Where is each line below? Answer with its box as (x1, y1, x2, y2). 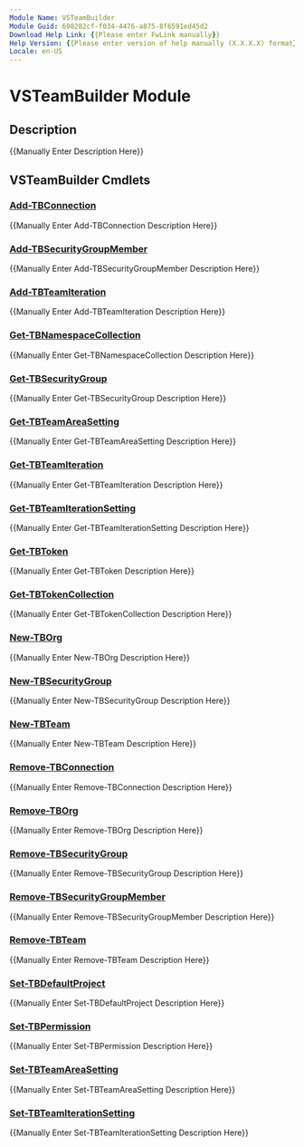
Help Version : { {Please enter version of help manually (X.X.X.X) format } (9, 38, 298, 48)
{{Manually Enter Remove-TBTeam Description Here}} (9, 954, 210, 965)
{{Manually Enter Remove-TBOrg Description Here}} (9, 824, 204, 835)
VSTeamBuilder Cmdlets (9, 172, 151, 188)
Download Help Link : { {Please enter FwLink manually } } (9, 30, 221, 39)
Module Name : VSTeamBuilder (9, 13, 116, 23)
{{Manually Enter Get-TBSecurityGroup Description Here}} (9, 393, 227, 403)
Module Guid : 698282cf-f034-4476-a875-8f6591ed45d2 (9, 22, 208, 31)
